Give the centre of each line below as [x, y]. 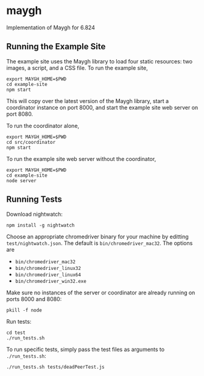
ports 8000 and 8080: [34, 299]
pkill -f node [24, 310]
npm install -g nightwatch [40, 225]
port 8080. [20, 114]
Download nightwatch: [34, 214]
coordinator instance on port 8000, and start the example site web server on [102, 107]
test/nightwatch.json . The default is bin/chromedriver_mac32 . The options [100, 243]
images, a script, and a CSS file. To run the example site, [77, 68]
